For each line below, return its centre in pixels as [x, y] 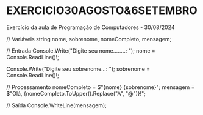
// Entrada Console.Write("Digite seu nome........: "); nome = [81, 51]
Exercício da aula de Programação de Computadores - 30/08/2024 [91, 27]
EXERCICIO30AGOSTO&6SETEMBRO [102, 11]
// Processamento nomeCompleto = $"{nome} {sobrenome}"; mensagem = [101, 87]
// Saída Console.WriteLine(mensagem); [56, 105]
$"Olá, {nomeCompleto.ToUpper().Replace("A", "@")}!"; [76, 93]
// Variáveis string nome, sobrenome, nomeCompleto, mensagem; [89, 39]
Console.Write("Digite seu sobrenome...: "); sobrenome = [78, 69]
